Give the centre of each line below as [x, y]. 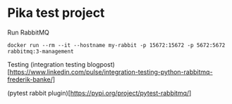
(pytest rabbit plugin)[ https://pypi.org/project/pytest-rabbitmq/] [99, 93]
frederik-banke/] [31, 79]
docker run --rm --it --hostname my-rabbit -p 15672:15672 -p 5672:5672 [116, 45]
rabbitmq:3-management [41, 51]
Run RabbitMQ [28, 32]
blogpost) [101, 64]
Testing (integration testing [47, 64]
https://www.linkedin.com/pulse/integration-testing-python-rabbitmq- [111, 72]
